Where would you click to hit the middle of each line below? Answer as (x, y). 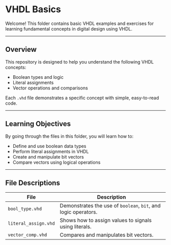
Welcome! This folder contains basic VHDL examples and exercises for (80, 23)
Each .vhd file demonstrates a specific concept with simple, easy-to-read (82, 98)
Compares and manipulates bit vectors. (107, 235)
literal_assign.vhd (31, 224)
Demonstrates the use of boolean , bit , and (110, 206)
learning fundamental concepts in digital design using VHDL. (69, 28)
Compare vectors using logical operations (56, 162)
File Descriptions (33, 183)
